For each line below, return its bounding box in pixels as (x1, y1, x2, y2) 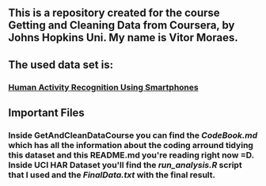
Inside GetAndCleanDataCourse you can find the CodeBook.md (8, 130, 258, 141)
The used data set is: (8, 58, 113, 71)
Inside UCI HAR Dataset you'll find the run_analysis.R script (8, 160, 243, 171)
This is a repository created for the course (8, 6, 220, 20)
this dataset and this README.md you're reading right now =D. (8, 150, 255, 161)
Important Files (8, 106, 85, 120)
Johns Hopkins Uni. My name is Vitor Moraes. (8, 31, 239, 44)
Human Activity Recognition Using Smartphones (8, 82, 199, 93)
